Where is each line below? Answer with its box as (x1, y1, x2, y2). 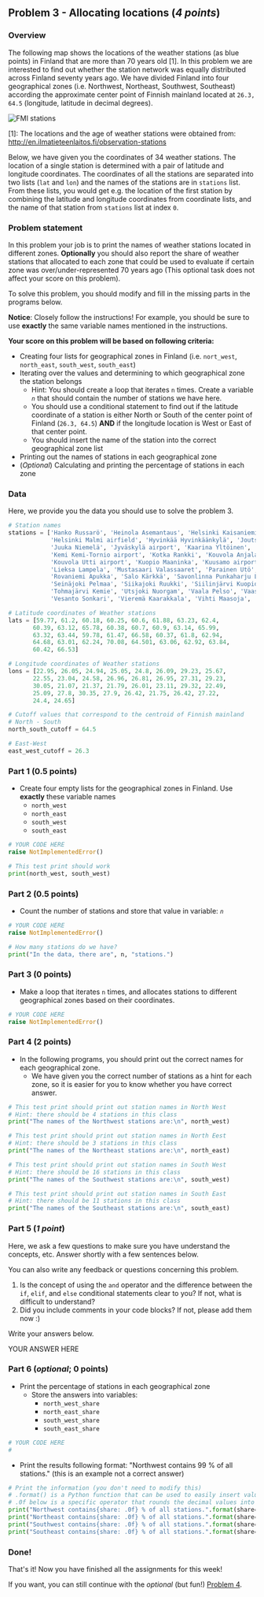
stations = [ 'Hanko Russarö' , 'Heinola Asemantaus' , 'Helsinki (8, 529, 220, 537)
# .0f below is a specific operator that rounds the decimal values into (8, 1498, 255, 1506)
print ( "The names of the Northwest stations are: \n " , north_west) (8, 1118, 230, 1126)
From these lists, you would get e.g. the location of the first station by (8, 185, 233, 195)
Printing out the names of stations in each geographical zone (19, 452, 218, 461)
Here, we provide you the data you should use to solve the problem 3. (8, 506, 234, 516)
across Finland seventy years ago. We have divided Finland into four (8, 73, 229, 82)
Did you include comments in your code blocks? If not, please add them (19, 1305, 252, 1315)
